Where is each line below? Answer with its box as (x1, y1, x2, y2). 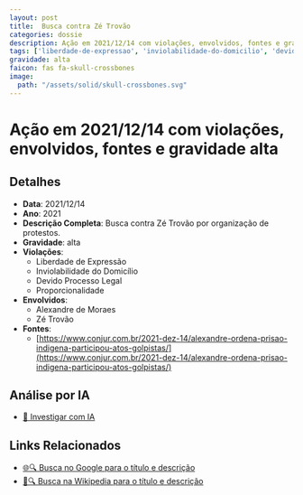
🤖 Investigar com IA (22, 412, 96, 423)
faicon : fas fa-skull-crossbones (9, 64, 135, 73)
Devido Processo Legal (35, 275, 123, 285)
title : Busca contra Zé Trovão (9, 22, 131, 31)
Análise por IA (9, 388, 90, 403)
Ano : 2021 (22, 208, 61, 219)
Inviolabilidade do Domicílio (35, 266, 138, 276)
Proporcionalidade (35, 285, 105, 295)
